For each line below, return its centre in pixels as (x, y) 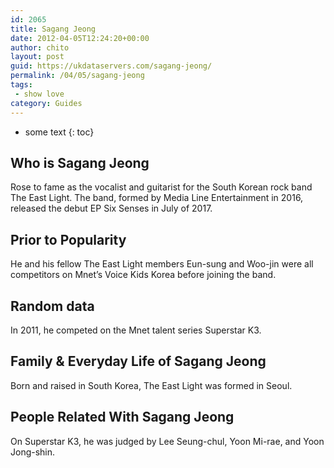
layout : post (37, 57)
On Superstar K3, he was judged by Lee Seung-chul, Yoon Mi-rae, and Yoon (167, 441)
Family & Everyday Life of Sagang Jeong (138, 361)
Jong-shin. (33, 452)
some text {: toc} (59, 132)
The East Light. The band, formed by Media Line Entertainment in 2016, (157, 198)
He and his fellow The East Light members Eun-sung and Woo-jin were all (162, 264)
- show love (39, 94)
